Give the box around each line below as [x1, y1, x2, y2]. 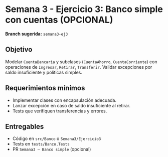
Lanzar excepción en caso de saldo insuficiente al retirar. [12, 102, 131, 108]
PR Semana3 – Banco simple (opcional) [12, 146, 91, 152]
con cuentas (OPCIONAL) [5, 14, 113, 26]
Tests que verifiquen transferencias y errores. [12, 108, 107, 114]
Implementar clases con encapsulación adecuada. [12, 97, 117, 103]
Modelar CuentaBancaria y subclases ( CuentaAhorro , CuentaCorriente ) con [5, 59, 157, 65]
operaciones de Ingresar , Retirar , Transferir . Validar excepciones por [5, 64, 152, 70]
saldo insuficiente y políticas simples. [5, 69, 83, 75]
